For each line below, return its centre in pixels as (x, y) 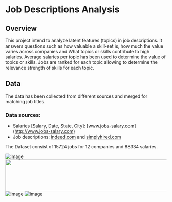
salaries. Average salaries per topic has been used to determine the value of (86, 57)
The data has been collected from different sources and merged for (77, 96)
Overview (21, 28)
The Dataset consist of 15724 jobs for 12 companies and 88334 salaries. (81, 147)
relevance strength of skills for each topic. (50, 68)
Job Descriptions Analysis (62, 9)
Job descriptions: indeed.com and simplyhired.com (67, 137)
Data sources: (23, 115)
